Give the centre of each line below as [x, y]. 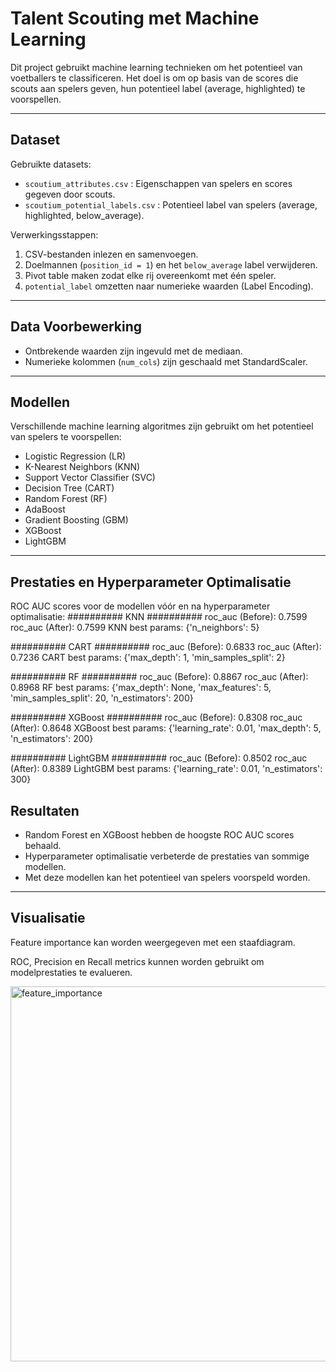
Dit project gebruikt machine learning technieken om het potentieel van [156, 67]
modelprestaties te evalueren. [71, 972]
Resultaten [45, 810]
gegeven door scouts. [70, 194]
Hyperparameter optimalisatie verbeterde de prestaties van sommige [167, 856]
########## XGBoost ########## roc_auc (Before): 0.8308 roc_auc [156, 718]
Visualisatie [48, 918]
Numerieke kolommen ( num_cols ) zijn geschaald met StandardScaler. [166, 361]
